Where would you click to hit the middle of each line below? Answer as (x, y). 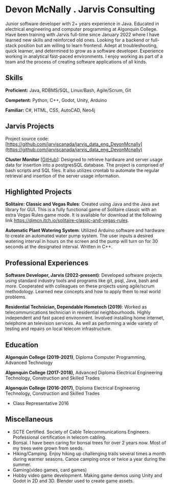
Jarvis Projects (30, 126)
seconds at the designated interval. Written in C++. (59, 247)
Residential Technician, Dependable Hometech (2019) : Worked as (76, 307)
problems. (16, 297)
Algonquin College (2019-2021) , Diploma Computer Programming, (76, 357)
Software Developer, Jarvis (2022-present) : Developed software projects (84, 275)
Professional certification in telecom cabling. (59, 437)
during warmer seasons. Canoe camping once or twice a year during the (89, 459)
